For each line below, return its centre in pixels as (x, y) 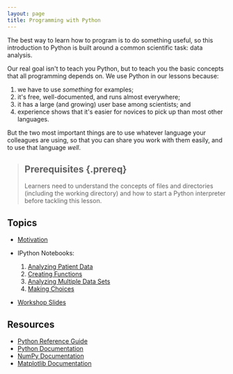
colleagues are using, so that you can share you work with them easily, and (115, 140)
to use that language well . (44, 147)
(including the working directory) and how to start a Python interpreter (125, 193)
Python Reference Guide (53, 341)
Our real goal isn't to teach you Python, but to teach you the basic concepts (115, 68)
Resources (31, 324)
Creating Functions (55, 274)
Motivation (33, 240)
